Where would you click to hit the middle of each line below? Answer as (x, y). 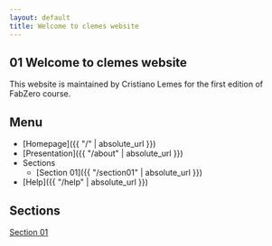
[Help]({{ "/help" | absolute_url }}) (85, 182)
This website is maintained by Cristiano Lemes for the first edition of (136, 84)
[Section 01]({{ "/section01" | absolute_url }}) (119, 173)
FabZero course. (40, 94)
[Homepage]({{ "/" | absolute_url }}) (89, 144)
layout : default (40, 18)
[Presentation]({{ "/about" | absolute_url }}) (103, 153)
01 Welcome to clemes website (98, 63)
